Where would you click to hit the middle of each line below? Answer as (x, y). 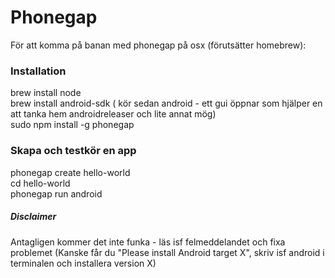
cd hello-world (40, 183)
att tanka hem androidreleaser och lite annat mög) (113, 114)
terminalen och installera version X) (83, 263)
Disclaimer (33, 217)
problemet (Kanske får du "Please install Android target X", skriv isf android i (167, 252)
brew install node (46, 93)
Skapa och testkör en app (73, 151)
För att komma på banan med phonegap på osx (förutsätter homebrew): (158, 45)
